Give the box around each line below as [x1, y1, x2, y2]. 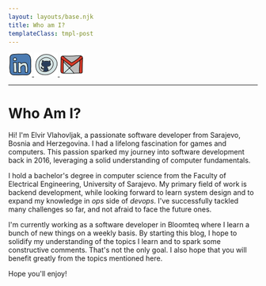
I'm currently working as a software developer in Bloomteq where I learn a [8, 220, 250, 230]
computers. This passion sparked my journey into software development [8, 147, 245, 157]
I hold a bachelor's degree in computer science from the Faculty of [8, 171, 227, 181]
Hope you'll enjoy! [8, 269, 67, 279]
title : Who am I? [8, 21, 66, 29]
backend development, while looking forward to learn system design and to [8, 188, 255, 197]
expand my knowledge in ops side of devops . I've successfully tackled [8, 196, 239, 206]
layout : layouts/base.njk [8, 13, 93, 21]
